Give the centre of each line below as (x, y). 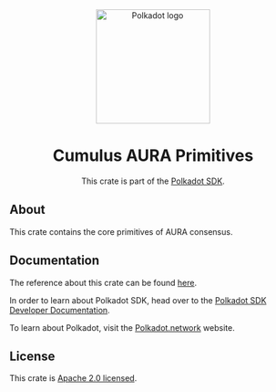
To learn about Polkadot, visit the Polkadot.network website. (122, 327)
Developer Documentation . (60, 310)
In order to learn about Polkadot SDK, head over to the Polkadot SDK (138, 300)
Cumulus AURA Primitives (153, 156)
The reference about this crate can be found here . (103, 282)
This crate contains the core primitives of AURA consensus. (121, 231)
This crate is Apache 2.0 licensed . (73, 378)
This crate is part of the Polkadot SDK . (153, 181)
